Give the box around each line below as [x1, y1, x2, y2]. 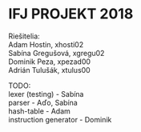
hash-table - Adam [8, 106, 70, 116]
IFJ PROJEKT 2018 [8, 5, 134, 23]
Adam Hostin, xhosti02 [8, 39, 84, 49]
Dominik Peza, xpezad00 [8, 57, 91, 66]
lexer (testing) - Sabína [8, 89, 84, 98]
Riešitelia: [8, 31, 40, 41]
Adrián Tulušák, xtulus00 [8, 65, 91, 74]
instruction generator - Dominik [8, 114, 112, 124]
